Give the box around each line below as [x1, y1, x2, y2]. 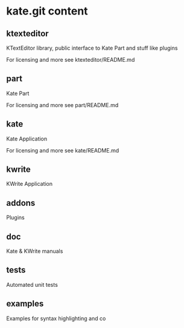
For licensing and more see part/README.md [6, 101, 119, 108]
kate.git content [6, 4, 89, 18]
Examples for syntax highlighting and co [6, 315, 106, 322]
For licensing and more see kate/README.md [6, 146, 119, 154]
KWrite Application [6, 180, 53, 188]
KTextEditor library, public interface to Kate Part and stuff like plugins [6, 44, 178, 51]
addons [6, 198, 36, 208]
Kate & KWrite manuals [6, 248, 63, 255]
